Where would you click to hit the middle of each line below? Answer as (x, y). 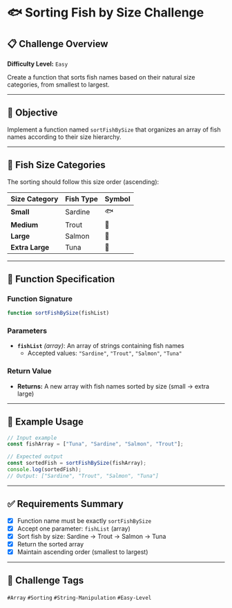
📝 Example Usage (46, 422)
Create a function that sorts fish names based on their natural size (101, 77)
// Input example (32, 438)
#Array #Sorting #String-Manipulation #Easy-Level (79, 598)
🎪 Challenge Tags (46, 581)
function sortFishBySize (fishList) (58, 313)
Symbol (117, 199)
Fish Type (82, 199)
